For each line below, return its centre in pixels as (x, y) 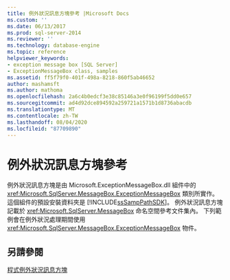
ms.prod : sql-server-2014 (44, 33)
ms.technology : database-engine (53, 45)
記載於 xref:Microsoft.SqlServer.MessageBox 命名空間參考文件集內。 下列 (112, 211)
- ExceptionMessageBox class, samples (62, 71)
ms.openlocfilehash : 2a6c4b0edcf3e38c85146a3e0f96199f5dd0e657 (100, 97)
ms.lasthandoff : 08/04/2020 (47, 122)
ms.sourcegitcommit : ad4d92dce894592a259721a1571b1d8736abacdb (100, 103)
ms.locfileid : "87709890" (44, 129)
